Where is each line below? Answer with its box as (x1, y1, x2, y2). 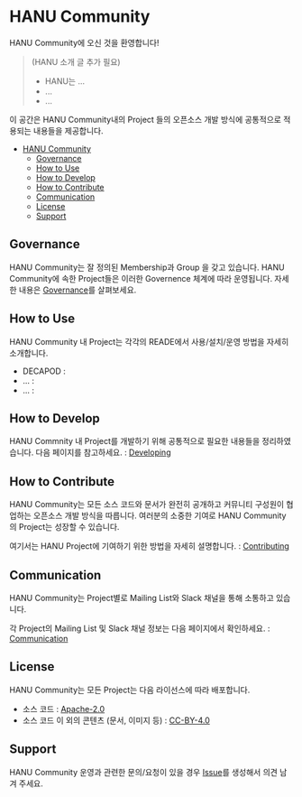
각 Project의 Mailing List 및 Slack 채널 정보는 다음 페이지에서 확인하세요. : (9, 623, 270, 634)
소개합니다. (9, 348, 49, 358)
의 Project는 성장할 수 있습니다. (9, 522, 120, 533)
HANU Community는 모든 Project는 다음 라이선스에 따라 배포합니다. (9, 684, 251, 695)
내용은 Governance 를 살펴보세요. (18, 284, 137, 295)
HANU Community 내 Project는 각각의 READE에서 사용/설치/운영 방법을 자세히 (9, 336, 289, 347)
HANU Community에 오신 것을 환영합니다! (9, 37, 160, 48)
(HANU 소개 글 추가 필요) (31, 56, 121, 67)
